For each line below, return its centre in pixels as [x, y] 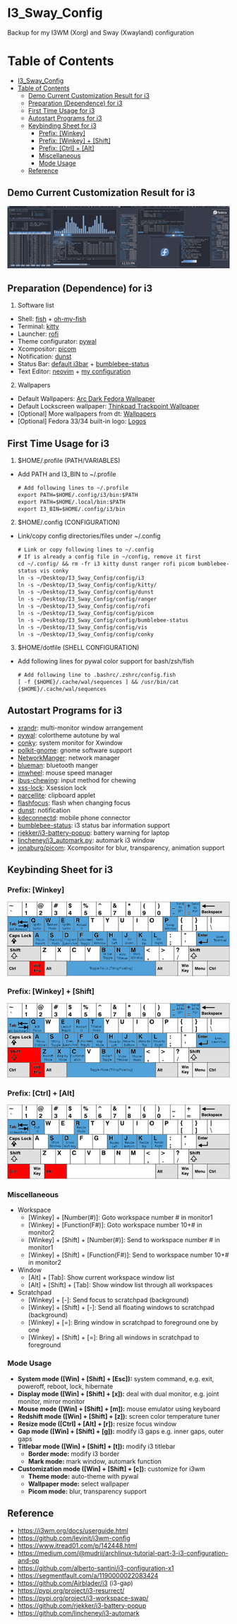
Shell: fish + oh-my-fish [52, 319]
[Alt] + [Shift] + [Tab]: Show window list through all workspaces [120, 1285]
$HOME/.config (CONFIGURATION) [69, 522]
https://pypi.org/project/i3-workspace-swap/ [83, 1598]
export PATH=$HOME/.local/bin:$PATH [71, 503]
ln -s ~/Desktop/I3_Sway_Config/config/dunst [85, 592]
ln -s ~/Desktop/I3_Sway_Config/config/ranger [87, 599]
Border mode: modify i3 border [74, 1454]
